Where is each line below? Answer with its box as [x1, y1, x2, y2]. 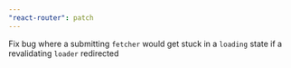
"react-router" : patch [8, 13, 94, 23]
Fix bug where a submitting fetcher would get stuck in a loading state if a [8, 38, 282, 49]
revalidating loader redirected [8, 47, 119, 59]
